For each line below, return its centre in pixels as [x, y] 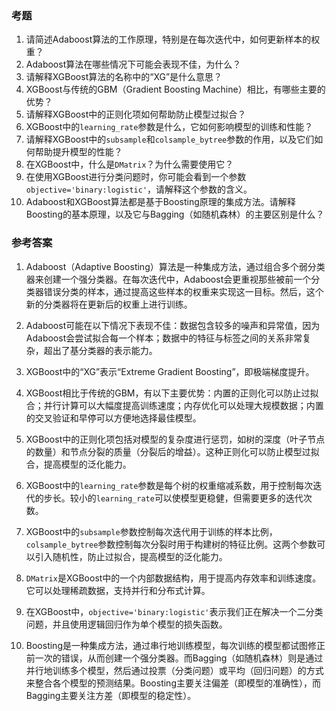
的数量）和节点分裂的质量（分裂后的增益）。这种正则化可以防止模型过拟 [172, 451]
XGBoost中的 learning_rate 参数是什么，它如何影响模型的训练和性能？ [169, 127]
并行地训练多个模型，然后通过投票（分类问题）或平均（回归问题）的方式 [174, 670]
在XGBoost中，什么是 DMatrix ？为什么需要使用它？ [129, 164]
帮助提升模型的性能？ [78, 152]
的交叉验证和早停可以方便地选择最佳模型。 [113, 418]
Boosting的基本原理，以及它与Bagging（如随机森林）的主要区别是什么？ [175, 214]
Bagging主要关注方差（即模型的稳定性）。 [111, 695]
